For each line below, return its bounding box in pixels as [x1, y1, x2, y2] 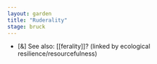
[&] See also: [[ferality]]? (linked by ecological [17, 42, 151, 51]
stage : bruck [7, 23, 46, 30]
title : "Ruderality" [7, 17, 68, 24]
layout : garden [7, 10, 52, 17]
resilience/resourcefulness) [17, 49, 97, 58]
